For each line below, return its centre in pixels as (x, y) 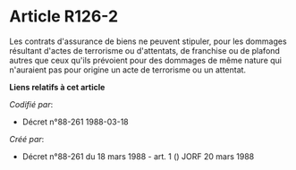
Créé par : (27, 139)
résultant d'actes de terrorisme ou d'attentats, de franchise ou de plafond (144, 50)
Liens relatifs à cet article (57, 87)
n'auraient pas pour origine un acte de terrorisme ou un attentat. (128, 70)
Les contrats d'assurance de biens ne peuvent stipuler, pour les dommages (148, 41)
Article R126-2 (64, 17)
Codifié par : (31, 104)
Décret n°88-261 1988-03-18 (75, 122)
